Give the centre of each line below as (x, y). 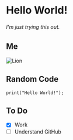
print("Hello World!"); (35, 93)
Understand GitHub (38, 131)
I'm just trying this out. (33, 26)
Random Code (32, 79)
